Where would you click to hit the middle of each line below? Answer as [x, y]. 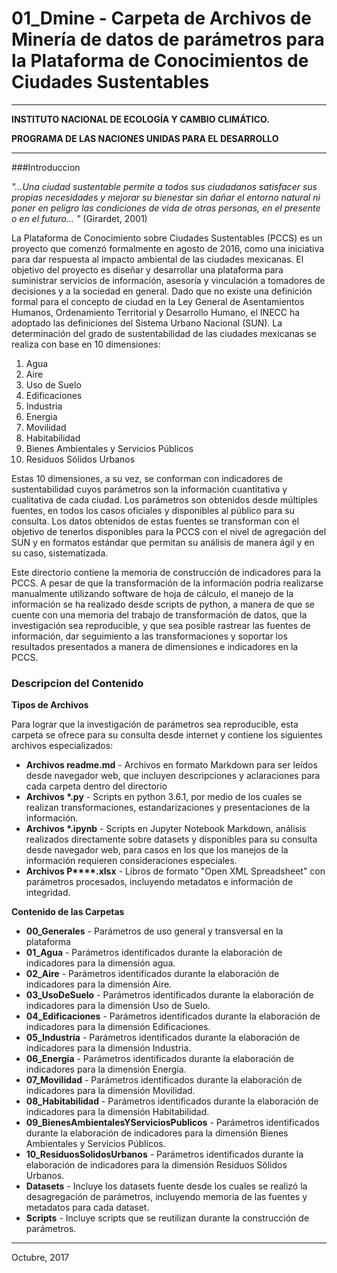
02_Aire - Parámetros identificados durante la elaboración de [152, 974]
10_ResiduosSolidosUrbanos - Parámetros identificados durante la [164, 1154]
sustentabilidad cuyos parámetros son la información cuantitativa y [149, 489]
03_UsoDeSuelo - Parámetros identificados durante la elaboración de [169, 995]
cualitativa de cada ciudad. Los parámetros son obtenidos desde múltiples [164, 499]
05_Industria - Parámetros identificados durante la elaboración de [163, 1038]
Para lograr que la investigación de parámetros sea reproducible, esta [155, 724]
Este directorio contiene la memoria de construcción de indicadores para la [166, 572]
